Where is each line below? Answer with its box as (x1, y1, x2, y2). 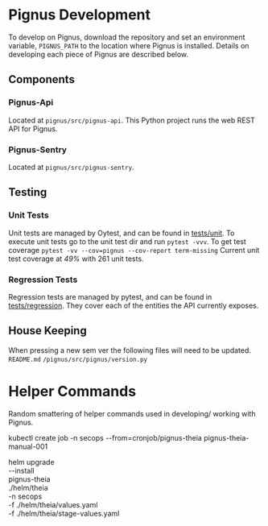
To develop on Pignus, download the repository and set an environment (8, 32, 245, 42)
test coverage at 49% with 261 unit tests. (8, 254, 144, 263)
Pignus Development (8, 6, 151, 24)
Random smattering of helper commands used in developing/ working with (8, 408, 256, 418)
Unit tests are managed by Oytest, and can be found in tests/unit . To (8, 228, 235, 238)
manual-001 (8, 441, 48, 451)
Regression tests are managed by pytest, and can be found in (8, 292, 212, 301)
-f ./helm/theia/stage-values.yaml (8, 508, 120, 518)
